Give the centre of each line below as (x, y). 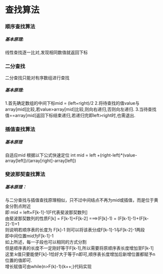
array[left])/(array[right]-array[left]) (41, 161)
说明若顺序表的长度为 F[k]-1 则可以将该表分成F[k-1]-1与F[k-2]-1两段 (77, 230)
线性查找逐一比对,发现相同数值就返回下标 (47, 52)
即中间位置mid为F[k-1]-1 (29, 236)
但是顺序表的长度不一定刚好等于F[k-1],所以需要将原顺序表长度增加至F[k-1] (80, 248)
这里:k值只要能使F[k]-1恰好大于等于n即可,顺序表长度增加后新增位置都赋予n (80, 254)
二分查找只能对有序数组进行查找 (37, 78)
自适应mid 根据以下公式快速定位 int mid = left (51, 155)
